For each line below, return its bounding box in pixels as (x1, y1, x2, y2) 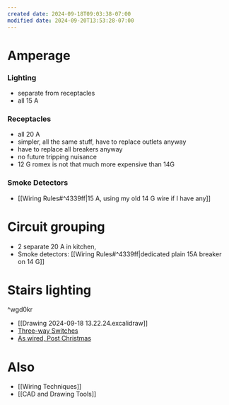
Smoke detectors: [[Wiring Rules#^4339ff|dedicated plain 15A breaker (17, 249, 222, 258)
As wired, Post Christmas (17, 334, 92, 343)
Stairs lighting (7, 282, 92, 298)
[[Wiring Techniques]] (17, 382, 82, 391)
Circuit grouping (7, 219, 105, 234)
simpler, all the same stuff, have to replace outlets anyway (17, 137, 187, 146)
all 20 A (17, 130, 40, 139)
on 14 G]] (17, 257, 45, 266)
